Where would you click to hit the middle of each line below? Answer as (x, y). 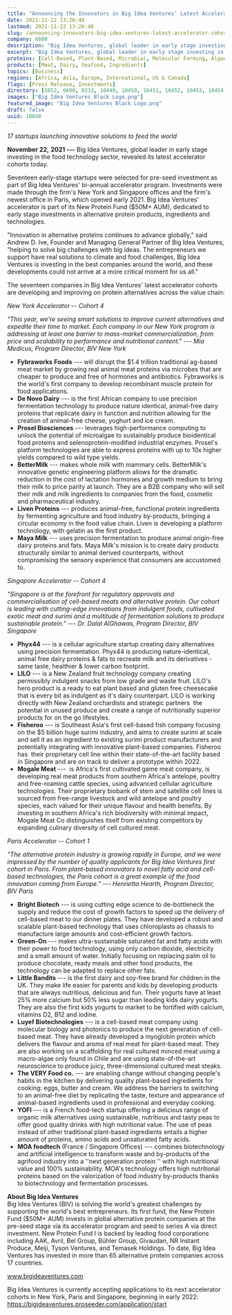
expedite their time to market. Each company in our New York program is (111, 326)
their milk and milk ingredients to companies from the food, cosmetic (115, 494)
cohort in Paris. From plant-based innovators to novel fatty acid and (104, 869)
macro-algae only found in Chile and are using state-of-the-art (106, 1058)
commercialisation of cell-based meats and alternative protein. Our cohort (113, 601)
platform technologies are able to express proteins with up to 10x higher (119, 450)
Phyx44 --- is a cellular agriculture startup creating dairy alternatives (116, 644)
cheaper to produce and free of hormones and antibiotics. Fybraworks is (120, 376)
